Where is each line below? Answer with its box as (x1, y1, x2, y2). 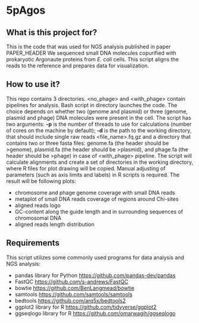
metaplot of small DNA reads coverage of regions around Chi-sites (14, 195, 179, 203)
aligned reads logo (14, 201, 61, 209)
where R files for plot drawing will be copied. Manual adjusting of (6, 164, 166, 172)
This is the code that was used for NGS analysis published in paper (6, 43, 171, 50)
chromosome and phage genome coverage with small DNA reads (14, 189, 176, 196)
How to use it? (6, 79, 60, 89)
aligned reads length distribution (14, 220, 95, 228)
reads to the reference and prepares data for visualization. (6, 62, 150, 69)
